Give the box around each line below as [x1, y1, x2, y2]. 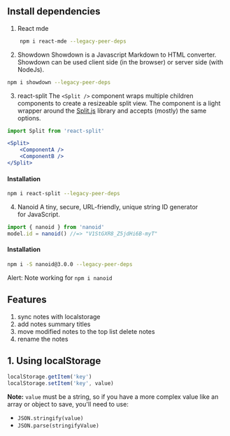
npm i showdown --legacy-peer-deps [7, 78, 111, 86]
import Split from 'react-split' [7, 127, 105, 134]
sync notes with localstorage [17, 312, 101, 321]
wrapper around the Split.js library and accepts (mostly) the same [17, 106, 207, 115]
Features [7, 294, 47, 306]
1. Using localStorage [7, 355, 101, 367]
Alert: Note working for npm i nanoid [7, 273, 113, 282]
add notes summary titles [17, 320, 91, 328]
